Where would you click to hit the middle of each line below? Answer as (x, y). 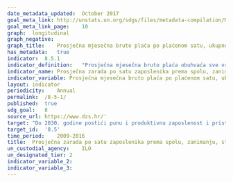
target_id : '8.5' (34, 129)
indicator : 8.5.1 (34, 59)
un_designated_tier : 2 (40, 155)
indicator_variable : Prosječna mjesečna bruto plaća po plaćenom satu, (113, 78)
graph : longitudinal (38, 33)
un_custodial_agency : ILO (49, 149)
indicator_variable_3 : (40, 168)
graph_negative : (31, 39)
